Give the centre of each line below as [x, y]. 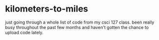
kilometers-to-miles [47, 9]
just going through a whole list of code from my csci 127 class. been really [80, 22]
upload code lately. [24, 32]
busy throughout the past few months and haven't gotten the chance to [77, 27]
